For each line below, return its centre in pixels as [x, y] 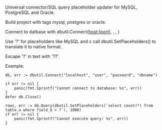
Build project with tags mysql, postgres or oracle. [56, 22]
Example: [15, 66]
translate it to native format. [34, 47]
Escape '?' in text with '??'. [32, 56]
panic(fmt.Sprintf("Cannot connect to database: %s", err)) [78, 88]
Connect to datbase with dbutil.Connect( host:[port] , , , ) [62, 32]
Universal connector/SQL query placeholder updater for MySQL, [71, 7]
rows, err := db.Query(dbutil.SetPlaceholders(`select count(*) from [79, 106]
